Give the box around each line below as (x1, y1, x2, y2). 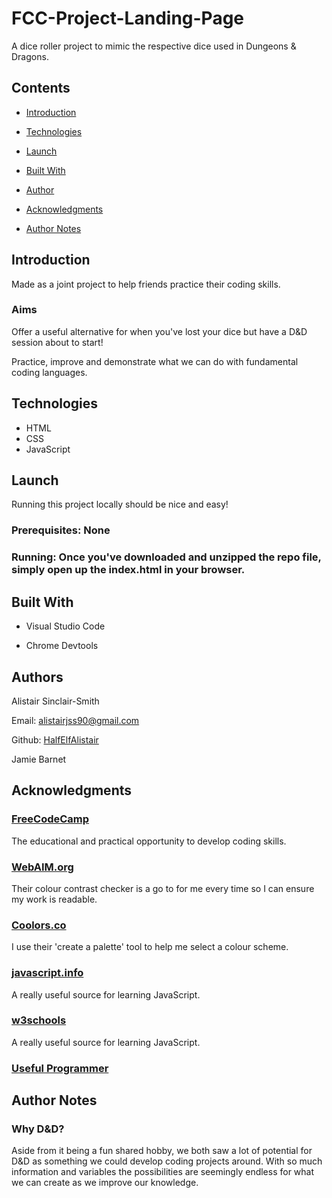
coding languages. (11, 366, 88, 378)
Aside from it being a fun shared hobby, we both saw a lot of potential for (11, 1145, 313, 1157)
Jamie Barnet (11, 753, 67, 765)
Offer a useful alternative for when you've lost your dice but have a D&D (11, 325, 308, 337)
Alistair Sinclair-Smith (11, 695, 100, 707)
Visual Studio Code (25, 620, 106, 632)
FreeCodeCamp (11, 812, 90, 826)
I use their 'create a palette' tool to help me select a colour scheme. (11, 941, 289, 953)
